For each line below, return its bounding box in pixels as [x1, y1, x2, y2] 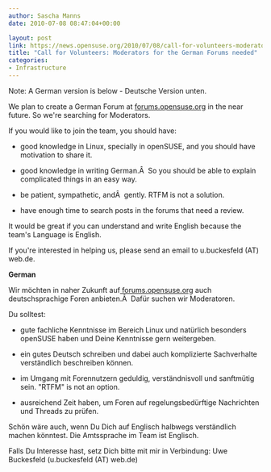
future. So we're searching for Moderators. [8, 110, 151, 119]
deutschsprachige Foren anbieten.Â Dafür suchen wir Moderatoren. [8, 294, 236, 303]
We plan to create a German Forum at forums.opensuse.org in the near [8, 102, 244, 111]
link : [8, 41, 27, 49]
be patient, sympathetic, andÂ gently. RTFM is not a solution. [19, 190, 225, 199]
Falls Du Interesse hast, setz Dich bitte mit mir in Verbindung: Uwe [8, 445, 228, 456]
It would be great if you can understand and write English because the [8, 221, 242, 231]
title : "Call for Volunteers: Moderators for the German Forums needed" [8, 49, 258, 57]
